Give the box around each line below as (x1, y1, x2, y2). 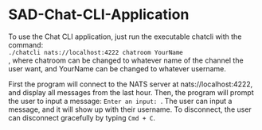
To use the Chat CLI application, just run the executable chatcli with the (8, 32, 242, 41)
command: (8, 40, 44, 49)
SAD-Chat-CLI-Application (8, 6, 190, 24)
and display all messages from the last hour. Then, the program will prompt (8, 87, 254, 97)
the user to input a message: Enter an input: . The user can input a (8, 96, 233, 105)
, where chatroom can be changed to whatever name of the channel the (8, 55, 244, 65)
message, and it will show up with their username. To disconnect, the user (8, 105, 252, 114)
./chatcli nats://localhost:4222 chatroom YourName (8, 48, 183, 56)
